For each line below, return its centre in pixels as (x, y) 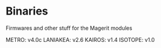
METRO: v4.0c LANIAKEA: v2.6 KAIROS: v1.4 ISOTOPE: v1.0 (80, 39)
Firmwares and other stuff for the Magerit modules (69, 28)
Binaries (27, 11)
